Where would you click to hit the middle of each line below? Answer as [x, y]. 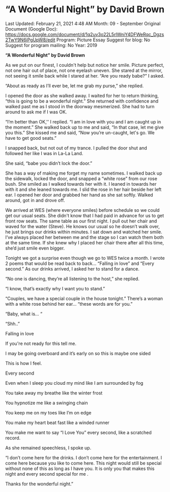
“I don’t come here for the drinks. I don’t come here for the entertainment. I [83, 457]
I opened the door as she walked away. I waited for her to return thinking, [82, 95]
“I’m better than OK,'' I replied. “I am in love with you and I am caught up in [83, 121]
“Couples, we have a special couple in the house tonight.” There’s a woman [84, 298]
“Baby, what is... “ [24, 314]
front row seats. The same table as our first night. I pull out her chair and [81, 221]
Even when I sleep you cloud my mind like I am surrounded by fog [74, 383]
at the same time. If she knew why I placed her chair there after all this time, [85, 242]
